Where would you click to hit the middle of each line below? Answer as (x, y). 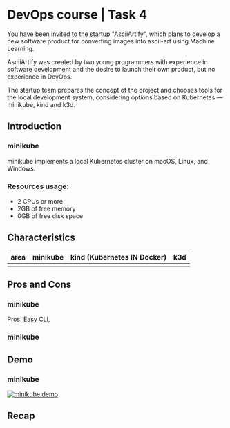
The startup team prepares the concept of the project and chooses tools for (115, 90)
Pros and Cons (39, 285)
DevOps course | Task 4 (77, 15)
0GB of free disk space (50, 216)
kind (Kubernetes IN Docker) (118, 257)
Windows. (21, 168)
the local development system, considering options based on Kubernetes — (115, 97)
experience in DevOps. (40, 77)
